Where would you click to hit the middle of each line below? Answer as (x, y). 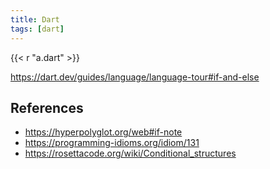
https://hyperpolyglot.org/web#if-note (103, 132)
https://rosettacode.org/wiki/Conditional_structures (130, 153)
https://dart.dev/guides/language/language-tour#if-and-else (135, 77)
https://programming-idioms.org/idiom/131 (112, 143)
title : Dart (35, 19)
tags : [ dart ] (37, 29)
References (47, 107)
